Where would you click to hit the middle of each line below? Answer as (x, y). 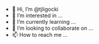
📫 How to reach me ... (40, 35)
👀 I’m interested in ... (37, 15)
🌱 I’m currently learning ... (44, 22)
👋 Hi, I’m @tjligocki (35, 9)
